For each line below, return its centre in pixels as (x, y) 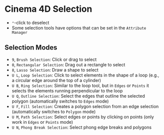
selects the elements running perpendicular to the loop (67, 91)
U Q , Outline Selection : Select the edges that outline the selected (78, 96)
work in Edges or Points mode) (42, 122)
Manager (19, 32)
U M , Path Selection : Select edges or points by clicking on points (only (83, 117)
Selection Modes (31, 48)
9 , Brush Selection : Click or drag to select (54, 59)
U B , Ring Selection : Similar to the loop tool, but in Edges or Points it (80, 85)
